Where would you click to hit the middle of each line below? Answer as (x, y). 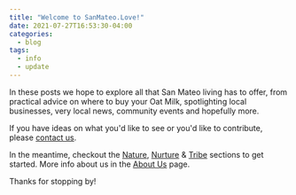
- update (33, 67)
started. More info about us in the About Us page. (100, 164)
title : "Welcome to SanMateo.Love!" (77, 17)
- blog (29, 42)
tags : (19, 51)
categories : (31, 34)
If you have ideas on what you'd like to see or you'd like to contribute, (136, 128)
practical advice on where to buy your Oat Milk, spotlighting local (128, 101)
